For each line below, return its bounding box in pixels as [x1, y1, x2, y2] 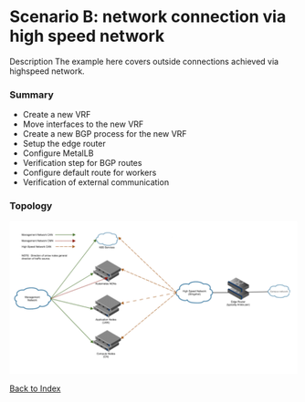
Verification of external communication [22, 177, 170, 188]
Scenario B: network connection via [9, 6, 287, 27]
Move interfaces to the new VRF [22, 119, 144, 129]
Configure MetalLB [22, 148, 94, 159]
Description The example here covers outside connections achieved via [9, 56, 279, 67]
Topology [9, 200, 53, 212]
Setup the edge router [22, 139, 107, 149]
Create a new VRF [22, 109, 91, 120]
